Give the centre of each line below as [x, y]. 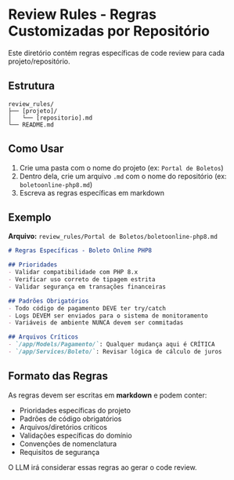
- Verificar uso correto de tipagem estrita [82, 280]
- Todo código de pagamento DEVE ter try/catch [87, 308]
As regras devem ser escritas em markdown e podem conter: [108, 395]
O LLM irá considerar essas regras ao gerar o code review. [103, 467]
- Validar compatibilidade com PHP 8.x [73, 273]
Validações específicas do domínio [76, 435]
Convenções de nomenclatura [68, 443]
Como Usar [36, 149]
